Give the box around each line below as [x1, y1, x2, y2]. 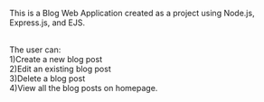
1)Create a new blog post [9, 54, 102, 64]
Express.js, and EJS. [9, 17, 86, 28]
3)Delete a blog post [9, 73, 86, 84]
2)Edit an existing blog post [9, 63, 111, 74]
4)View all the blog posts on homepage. [9, 83, 158, 93]
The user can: [9, 44, 61, 55]
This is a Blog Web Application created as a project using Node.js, [9, 8, 255, 18]
